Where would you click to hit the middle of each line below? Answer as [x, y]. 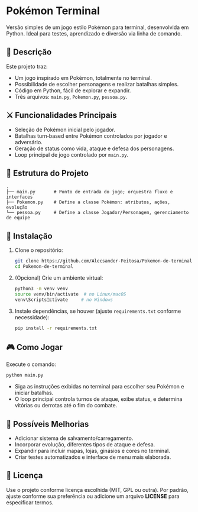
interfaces [20, 197]
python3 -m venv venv [41, 289]
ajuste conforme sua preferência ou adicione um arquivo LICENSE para [93, 496]
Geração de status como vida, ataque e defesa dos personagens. [94, 148]
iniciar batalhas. [34, 393]
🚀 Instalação [29, 236]
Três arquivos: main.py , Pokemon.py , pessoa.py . [71, 96]
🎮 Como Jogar [35, 347]
